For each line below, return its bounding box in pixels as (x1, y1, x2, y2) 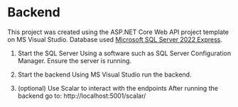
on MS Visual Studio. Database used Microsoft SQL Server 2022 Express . (7, 35, 222, 43)
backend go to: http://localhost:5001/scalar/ (17, 91, 146, 100)
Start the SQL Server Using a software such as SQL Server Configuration (17, 49, 232, 57)
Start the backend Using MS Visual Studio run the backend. (17, 70, 192, 79)
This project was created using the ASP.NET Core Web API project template (7, 28, 229, 36)
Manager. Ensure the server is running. (17, 56, 132, 64)
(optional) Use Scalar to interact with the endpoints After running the (17, 84, 219, 92)
